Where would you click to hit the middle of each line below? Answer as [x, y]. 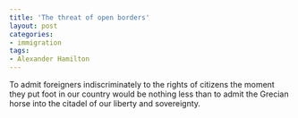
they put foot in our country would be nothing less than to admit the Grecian [149, 94]
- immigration [36, 42]
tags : [19, 51]
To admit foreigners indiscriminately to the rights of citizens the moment [142, 84]
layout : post [34, 26]
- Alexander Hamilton [50, 59]
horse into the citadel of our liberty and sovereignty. [105, 103]
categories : [31, 34]
